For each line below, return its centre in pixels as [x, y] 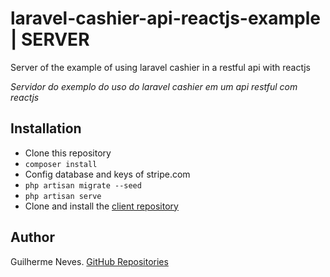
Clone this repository [68, 153]
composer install [61, 164]
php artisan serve [63, 196]
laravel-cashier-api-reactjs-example [166, 18]
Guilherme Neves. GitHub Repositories [89, 261]
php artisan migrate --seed [83, 185]
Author [32, 237]
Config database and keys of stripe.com [107, 174]
